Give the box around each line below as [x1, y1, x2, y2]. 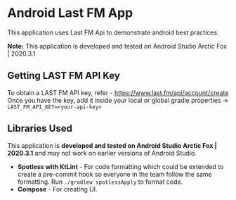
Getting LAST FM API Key [7, 70, 121, 82]
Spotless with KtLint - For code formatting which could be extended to [17, 162, 224, 170]
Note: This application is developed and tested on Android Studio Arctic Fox [7, 42, 227, 50]
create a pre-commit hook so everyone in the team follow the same [17, 170, 212, 178]
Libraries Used [7, 123, 72, 135]
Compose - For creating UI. [17, 185, 98, 193]
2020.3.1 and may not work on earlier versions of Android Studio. [7, 149, 197, 157]
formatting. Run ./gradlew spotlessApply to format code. [17, 177, 183, 186]
